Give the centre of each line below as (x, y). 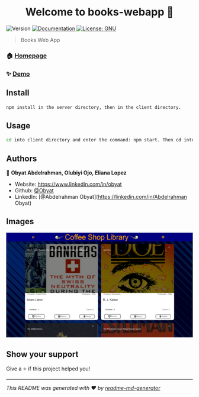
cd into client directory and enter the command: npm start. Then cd (94, 140)
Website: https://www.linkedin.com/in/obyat (68, 184)
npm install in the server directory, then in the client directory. (94, 107)
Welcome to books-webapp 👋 (99, 12)
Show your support (42, 354)
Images (20, 222)
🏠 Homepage (27, 56)
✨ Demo (18, 73)
